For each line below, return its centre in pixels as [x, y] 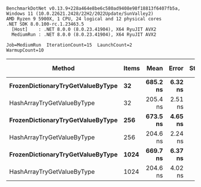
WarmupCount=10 [25, 50]
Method [63, 68]
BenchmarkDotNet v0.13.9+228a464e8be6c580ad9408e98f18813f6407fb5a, [93, 8]
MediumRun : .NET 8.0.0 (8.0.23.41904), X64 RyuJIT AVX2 [84, 35]
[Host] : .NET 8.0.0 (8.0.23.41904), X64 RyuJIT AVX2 [84, 29]
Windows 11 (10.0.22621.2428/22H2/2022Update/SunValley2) [80, 14]
